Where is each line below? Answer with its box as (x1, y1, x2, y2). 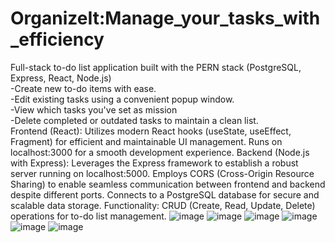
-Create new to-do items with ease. (10, 82, 157, 94)
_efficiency (10, 28, 105, 51)
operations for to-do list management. (10, 210, 167, 222)
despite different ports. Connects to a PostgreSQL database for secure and (10, 188, 320, 201)
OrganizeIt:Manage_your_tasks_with (10, 7, 321, 30)
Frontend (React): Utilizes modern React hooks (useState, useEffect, (10, 125, 292, 137)
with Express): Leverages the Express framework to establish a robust (10, 157, 299, 169)
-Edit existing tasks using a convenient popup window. (10, 93, 235, 105)
